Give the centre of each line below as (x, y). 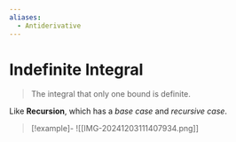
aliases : (25, 17)
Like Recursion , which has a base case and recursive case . (118, 111)
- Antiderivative (49, 26)
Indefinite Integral (76, 70)
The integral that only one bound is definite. (110, 94)
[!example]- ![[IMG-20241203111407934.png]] (115, 129)
